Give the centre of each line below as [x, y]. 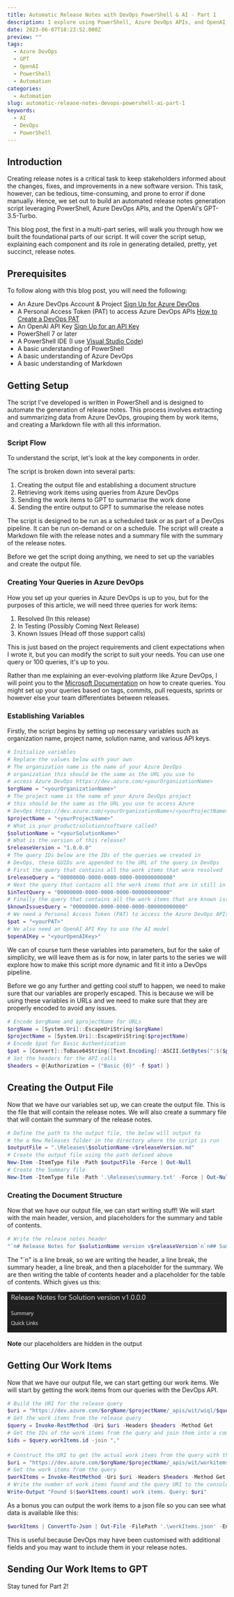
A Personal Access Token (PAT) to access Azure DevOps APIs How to [117, 312]
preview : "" [24, 37]
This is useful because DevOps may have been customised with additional [114, 1540]
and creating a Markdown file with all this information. [84, 425]
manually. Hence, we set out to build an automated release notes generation [117, 201]
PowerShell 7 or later [47, 334]
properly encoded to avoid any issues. [62, 1008]
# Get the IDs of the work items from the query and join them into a [112, 1433]
